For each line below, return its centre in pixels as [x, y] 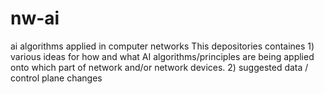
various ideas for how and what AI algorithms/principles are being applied [162, 56]
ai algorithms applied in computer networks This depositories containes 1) [162, 46]
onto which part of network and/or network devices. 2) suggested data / [159, 67]
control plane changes [56, 78]
